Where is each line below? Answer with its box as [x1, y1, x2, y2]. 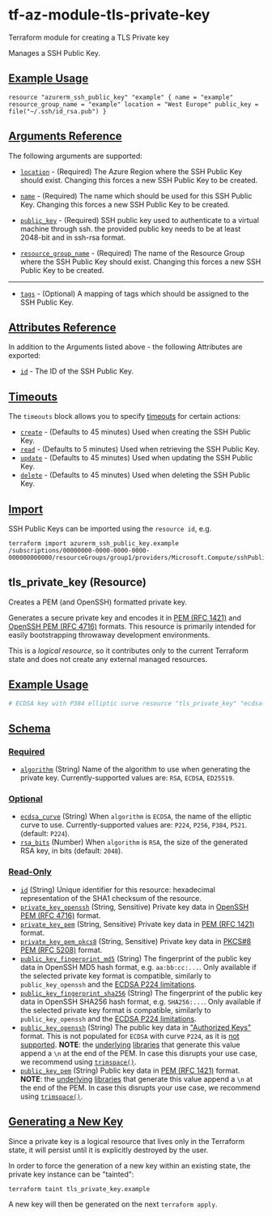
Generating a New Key [8, 1115, 124, 1129]
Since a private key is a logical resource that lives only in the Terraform [8, 1136, 245, 1146]
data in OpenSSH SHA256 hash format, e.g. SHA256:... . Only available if [19, 997, 261, 1006]
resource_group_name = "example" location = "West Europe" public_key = [8, 100, 259, 109]
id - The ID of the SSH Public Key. [19, 366, 134, 376]
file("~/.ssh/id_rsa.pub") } [8, 107, 107, 115]
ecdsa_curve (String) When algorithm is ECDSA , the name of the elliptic [19, 812, 252, 822]
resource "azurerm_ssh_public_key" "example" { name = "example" [8, 93, 233, 101]
